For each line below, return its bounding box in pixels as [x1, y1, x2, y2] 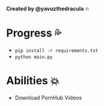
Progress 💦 [6, 26, 62, 40]
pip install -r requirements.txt [14, 47, 99, 53]
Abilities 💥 [6, 74, 60, 87]
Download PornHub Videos [14, 94, 82, 101]
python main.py [14, 54, 53, 60]
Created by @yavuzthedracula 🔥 [6, 5, 90, 12]
